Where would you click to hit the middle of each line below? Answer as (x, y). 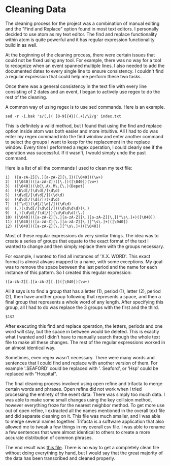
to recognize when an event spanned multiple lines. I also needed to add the (85, 66)
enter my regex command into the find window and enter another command (84, 136)
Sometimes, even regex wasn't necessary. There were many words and (80, 357)
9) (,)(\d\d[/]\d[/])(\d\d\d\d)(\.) (45, 213)
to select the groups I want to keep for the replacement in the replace (78, 142)
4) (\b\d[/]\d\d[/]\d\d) (32, 191)
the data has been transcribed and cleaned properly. (60, 458)
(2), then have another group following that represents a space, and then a (83, 296)
